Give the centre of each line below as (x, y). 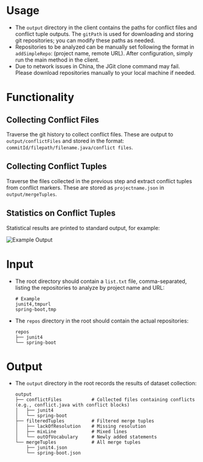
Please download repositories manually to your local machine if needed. (105, 72)
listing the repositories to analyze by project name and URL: (90, 287)
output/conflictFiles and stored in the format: (65, 141)
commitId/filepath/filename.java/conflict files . (70, 147)
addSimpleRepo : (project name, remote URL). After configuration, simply (104, 53)
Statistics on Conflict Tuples (61, 213)
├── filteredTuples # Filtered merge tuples (84, 421)
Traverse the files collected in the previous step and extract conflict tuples (99, 181)
